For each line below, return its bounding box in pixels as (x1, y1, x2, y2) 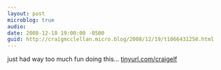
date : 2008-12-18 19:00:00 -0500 (7, 29, 105, 37)
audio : (7, 23, 27, 30)
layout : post (7, 10, 45, 17)
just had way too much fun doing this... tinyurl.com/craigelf (7, 55, 178, 63)
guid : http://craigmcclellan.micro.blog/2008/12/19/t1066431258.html (7, 36, 215, 43)
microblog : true (7, 17, 55, 24)
